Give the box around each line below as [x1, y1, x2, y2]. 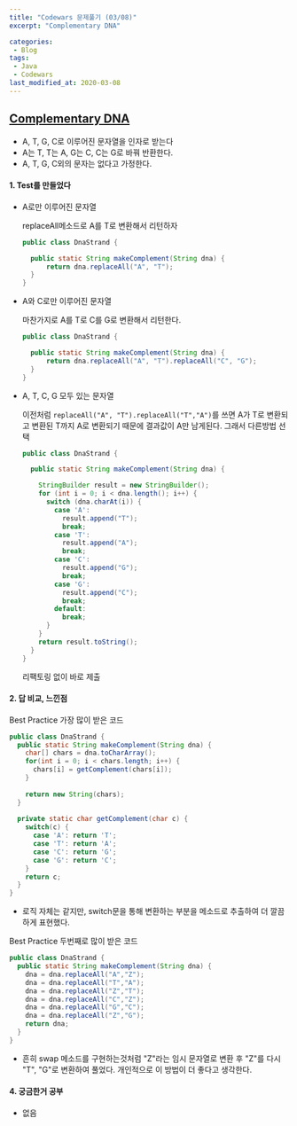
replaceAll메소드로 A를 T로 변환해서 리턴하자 [21, 220, 178, 231]
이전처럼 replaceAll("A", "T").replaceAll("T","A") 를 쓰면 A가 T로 [21, 409, 265, 419]
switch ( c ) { [25, 823, 69, 832]
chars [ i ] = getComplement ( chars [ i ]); [32, 765, 173, 774]
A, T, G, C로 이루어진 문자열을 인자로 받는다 [21, 136, 174, 146]
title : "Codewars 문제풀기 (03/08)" [9, 12, 137, 22]
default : [54, 605, 87, 614]
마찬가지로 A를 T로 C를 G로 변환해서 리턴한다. [21, 315, 182, 325]
